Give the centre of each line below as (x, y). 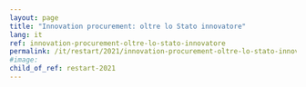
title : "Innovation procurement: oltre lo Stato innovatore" (128, 26)
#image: (24, 60)
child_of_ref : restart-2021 (63, 69)
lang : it (26, 34)
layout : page (34, 18)
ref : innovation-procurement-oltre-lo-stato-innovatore (117, 43)
